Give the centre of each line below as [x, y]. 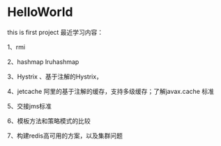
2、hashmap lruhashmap [43, 62]
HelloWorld [40, 12]
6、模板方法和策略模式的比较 [49, 121]
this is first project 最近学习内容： [55, 32]
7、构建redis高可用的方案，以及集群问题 [65, 136]
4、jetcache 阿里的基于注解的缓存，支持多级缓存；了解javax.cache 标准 [111, 91]
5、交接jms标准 [30, 106]
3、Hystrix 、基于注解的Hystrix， [55, 76]
